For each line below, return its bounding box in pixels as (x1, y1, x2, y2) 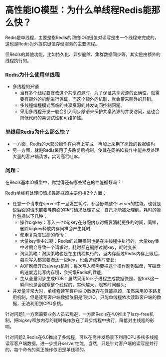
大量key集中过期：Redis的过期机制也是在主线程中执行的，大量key (19, 238, 156, 244)
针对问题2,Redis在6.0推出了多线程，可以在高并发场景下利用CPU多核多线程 (5, 334, 159, 340)
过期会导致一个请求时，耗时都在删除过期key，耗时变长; (24, 244, 138, 250)
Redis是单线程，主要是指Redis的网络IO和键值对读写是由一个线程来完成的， (5, 34, 160, 40)
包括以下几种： (16, 213, 48, 219)
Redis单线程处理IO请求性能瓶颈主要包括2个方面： (5, 190, 107, 196)
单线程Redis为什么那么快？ (5, 128, 70, 135)
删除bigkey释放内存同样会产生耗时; (19, 225, 92, 231)
